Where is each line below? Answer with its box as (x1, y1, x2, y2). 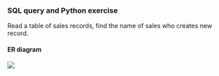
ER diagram (7, 45, 42, 53)
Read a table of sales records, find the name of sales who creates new (7, 22, 213, 30)
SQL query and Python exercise (7, 6, 118, 15)
